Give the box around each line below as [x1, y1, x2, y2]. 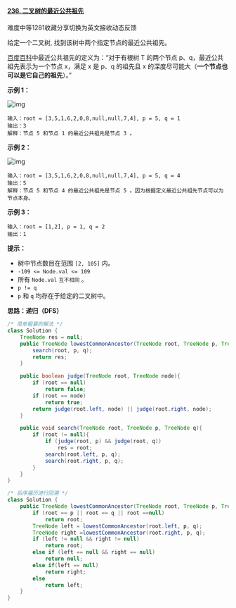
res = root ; [57, 445, 93, 452]
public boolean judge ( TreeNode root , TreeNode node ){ [20, 373, 181, 380]
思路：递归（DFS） [7, 306, 63, 315]
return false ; [44, 386, 86, 393]
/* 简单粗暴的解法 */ [7, 321, 63, 328]
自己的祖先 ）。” [31, 71, 72, 80]
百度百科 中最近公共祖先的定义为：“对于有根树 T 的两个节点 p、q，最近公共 [7, 54, 224, 62]
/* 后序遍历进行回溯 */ [7, 490, 69, 497]
